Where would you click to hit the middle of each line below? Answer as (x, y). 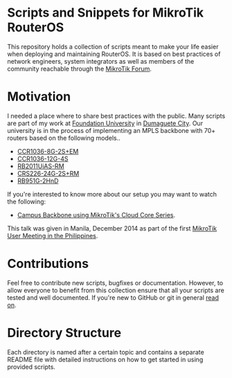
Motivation (39, 97)
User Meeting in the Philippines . (53, 235)
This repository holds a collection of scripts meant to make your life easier (113, 46)
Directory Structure (64, 333)
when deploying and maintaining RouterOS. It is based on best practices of (114, 54)
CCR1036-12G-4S (43, 159)
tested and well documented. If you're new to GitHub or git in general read (113, 297)
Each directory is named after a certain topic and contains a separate (106, 352)
